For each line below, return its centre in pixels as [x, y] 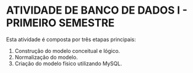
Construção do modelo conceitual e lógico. [67, 50]
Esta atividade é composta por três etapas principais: [71, 39]
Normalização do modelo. [46, 57]
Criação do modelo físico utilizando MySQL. [68, 64]
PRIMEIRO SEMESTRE [60, 23]
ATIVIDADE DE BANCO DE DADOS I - [97, 10]
